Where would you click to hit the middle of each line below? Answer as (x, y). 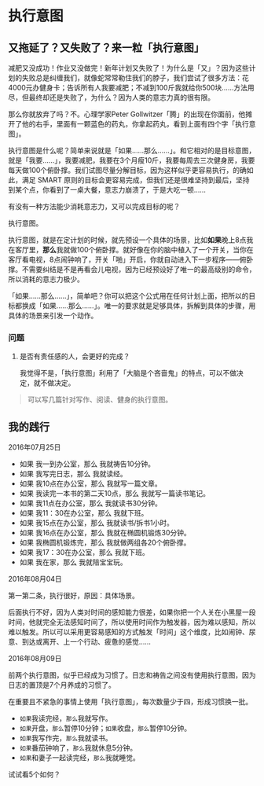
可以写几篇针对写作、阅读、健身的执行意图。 (100, 400)
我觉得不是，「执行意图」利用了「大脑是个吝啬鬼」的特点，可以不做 (128, 373)
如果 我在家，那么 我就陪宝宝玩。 (73, 562)
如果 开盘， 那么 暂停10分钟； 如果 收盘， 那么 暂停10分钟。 (105, 729)
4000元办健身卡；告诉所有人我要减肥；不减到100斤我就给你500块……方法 (128, 88)
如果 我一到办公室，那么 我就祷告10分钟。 (87, 464)
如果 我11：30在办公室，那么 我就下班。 (84, 513)
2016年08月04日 (35, 579)
